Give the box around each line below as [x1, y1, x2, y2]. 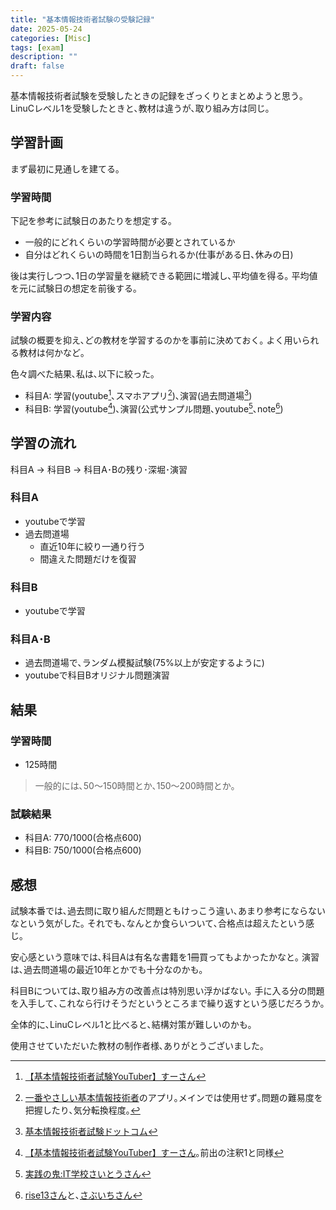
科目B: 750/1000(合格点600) [24, 844, 142, 856]
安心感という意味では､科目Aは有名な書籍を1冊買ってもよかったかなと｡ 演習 [10, 951, 320, 963]
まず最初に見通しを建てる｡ [10, 162, 120, 175]
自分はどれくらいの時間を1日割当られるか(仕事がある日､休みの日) [24, 249, 294, 261]
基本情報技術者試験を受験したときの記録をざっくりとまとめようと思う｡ [10, 90, 304, 101]
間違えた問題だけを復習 [39, 552, 137, 565]
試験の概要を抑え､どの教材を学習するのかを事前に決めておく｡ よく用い [10, 334, 302, 346]
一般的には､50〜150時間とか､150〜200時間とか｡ [34, 780, 236, 792]
